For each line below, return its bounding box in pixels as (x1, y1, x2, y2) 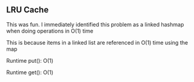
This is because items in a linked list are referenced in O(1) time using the (6, 39, 189, 46)
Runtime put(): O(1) (6, 57, 54, 64)
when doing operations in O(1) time (6, 27, 94, 34)
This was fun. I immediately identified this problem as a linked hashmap (6, 20, 184, 28)
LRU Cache (6, 5, 49, 15)
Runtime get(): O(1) (6, 69, 54, 76)
